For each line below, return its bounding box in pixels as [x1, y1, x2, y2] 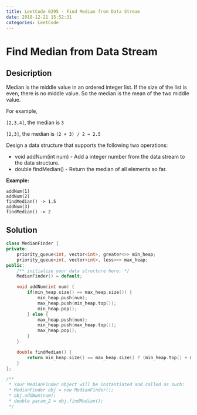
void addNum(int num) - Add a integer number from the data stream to [14, 153, 185, 160]
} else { [27, 311, 49, 317]
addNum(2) [6, 193, 30, 200]
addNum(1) [6, 189, 30, 195]
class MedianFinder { [6, 240, 59, 247]
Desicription [6, 68, 52, 78]
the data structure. [14, 159, 60, 166]
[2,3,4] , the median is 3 [6, 119, 64, 126]
